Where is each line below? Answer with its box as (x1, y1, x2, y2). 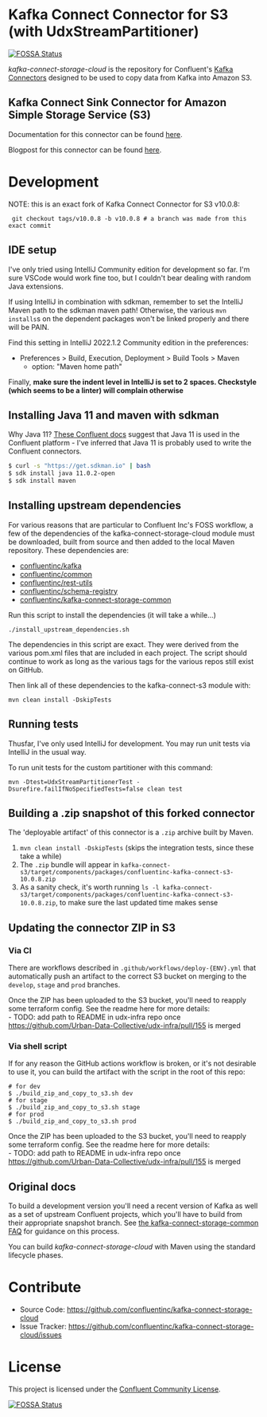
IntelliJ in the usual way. (8, 747, 87, 756)
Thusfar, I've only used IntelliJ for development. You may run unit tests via (8, 739, 250, 748)
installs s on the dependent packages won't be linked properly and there (8, 313, 250, 324)
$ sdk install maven (8, 477, 77, 485)
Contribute (8, 1278, 82, 1297)
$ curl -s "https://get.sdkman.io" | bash (8, 462, 151, 470)
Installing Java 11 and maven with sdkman (8, 408, 220, 422)
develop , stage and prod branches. (8, 980, 121, 990)
